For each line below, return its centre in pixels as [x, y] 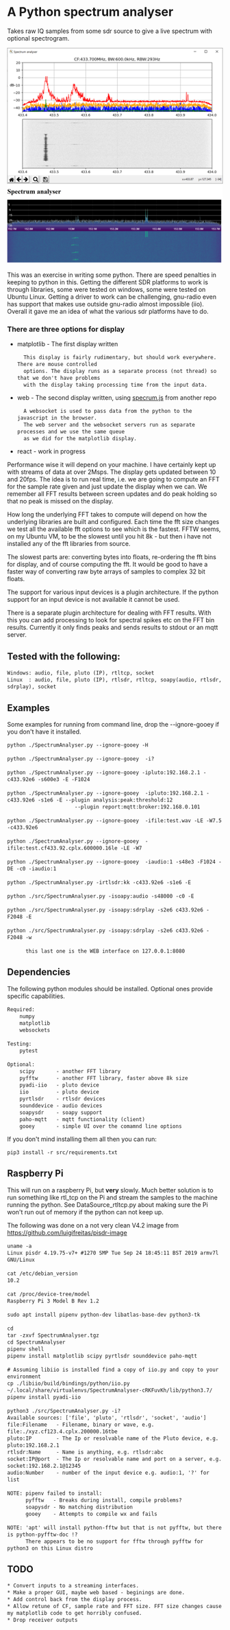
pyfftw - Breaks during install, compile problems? [104, 1500]
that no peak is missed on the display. [60, 501]
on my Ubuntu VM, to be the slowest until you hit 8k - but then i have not [110, 536]
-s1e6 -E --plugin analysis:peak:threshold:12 [105, 800]
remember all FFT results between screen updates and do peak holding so [112, 494]
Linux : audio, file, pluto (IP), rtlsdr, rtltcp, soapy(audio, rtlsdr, [115, 680]
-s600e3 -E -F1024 [64, 779]
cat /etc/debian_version [42, 1274]
